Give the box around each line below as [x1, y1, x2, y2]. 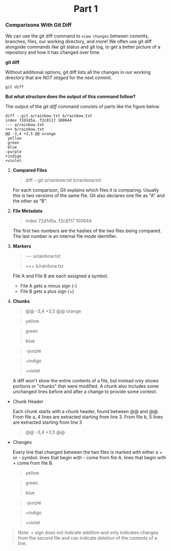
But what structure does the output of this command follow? [5, 93, 136, 100]
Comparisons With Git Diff [5, 22, 72, 29]
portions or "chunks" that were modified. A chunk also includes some [12, 383, 159, 390]
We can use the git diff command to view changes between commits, [5, 33, 149, 39]
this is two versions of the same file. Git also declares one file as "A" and [12, 193, 165, 199]
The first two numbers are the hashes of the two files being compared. [12, 228, 162, 234]
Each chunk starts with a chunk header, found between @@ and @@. [12, 409, 159, 415]
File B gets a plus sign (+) [20, 288, 74, 295]
